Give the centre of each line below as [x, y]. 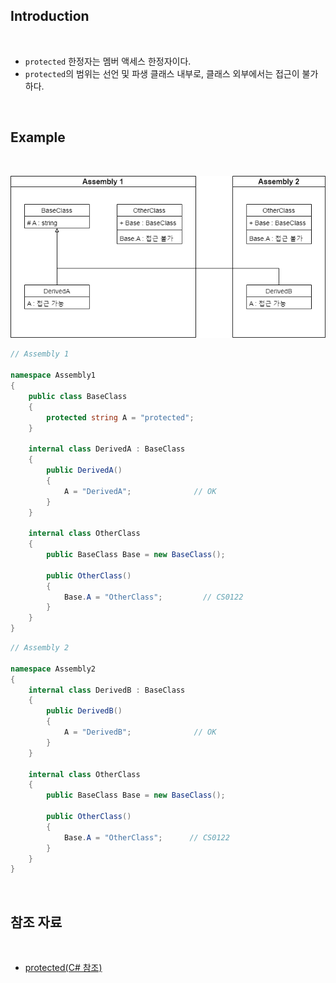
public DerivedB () [84, 711]
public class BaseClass [78, 396]
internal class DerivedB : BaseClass [107, 690]
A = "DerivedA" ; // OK [140, 491]
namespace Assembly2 [53, 669]
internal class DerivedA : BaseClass [107, 449]
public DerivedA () [84, 470]
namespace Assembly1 [53, 375]
